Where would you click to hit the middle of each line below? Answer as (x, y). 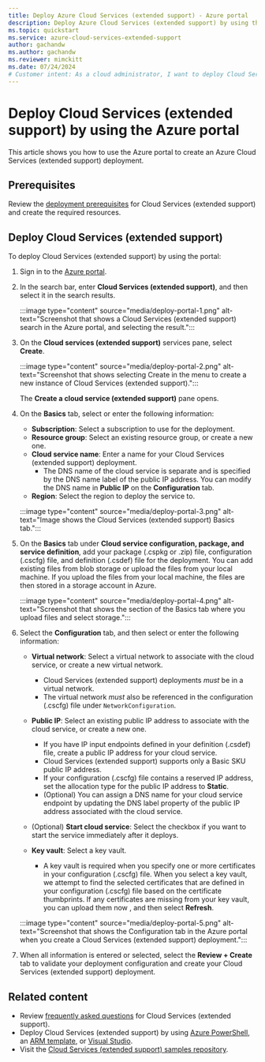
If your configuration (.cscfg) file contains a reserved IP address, (148, 778)
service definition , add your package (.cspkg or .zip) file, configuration (136, 552)
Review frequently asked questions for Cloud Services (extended (125, 1016)
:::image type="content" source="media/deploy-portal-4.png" (120, 601)
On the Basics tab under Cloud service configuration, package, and (132, 544)
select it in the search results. (67, 295)
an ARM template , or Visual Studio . (76, 1041)
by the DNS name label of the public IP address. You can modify (147, 479)
